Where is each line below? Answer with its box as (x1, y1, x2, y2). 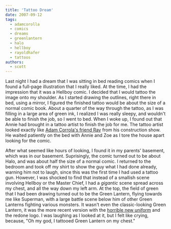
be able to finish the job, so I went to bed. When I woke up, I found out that (5, 116, 162, 122)
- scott (10, 64, 27, 69)
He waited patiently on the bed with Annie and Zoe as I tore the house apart (5, 132, 164, 138)
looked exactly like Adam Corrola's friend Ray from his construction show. (5, 127, 161, 133)
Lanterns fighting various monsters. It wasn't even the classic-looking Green (5, 202, 166, 208)
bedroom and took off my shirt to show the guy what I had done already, (5, 164, 157, 170)
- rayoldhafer (10, 50, 40, 55)
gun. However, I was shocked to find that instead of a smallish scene (5, 175, 150, 181)
